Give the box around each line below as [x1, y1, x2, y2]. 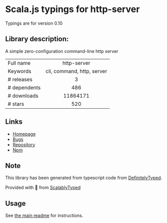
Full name [8, 59, 31, 66]
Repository [12, 141, 35, 147]
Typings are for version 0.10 [5, 20, 63, 26]
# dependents [8, 84, 41, 91]
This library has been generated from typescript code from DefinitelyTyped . [5, 175, 162, 181]
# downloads [8, 92, 39, 99]
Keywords [8, 67, 32, 75]
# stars [8, 100, 24, 107]
